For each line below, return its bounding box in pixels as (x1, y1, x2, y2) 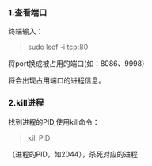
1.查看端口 (8, 6, 47, 17)
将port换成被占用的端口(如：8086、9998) (8, 59, 145, 68)
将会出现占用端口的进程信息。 (8, 75, 105, 85)
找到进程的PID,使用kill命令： (8, 117, 101, 126)
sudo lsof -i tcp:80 (27, 42, 89, 52)
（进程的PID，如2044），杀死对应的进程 (8, 149, 139, 159)
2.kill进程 (8, 98, 44, 109)
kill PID (27, 133, 51, 142)
